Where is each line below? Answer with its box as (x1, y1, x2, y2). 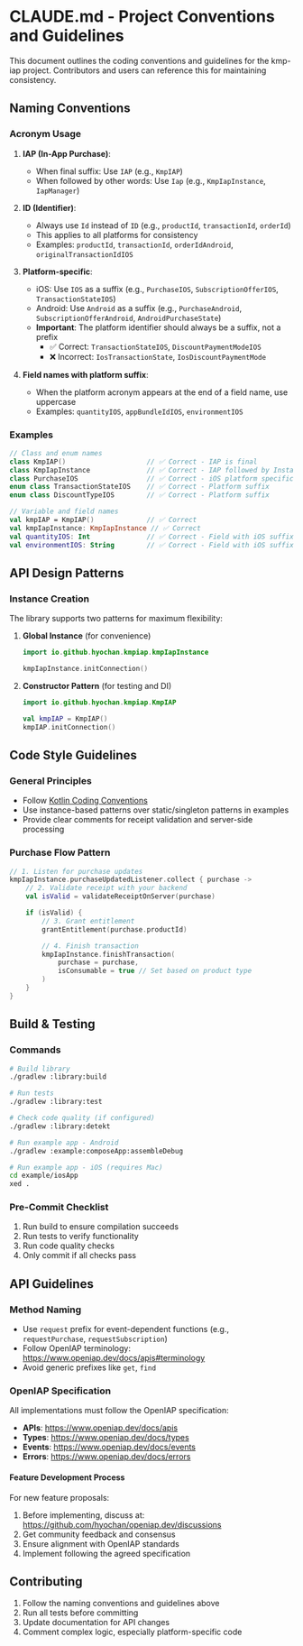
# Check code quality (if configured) (9, 1114, 155, 1123)
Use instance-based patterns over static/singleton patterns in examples (22, 805, 289, 815)
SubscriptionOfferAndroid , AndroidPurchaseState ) (35, 312, 222, 323)
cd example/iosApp (9, 1171, 78, 1181)
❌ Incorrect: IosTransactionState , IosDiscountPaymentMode (49, 351, 267, 362)
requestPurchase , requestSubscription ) (22, 1333, 169, 1345)
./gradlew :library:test (9, 1098, 103, 1107)
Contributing (9, 1574, 83, 1589)
